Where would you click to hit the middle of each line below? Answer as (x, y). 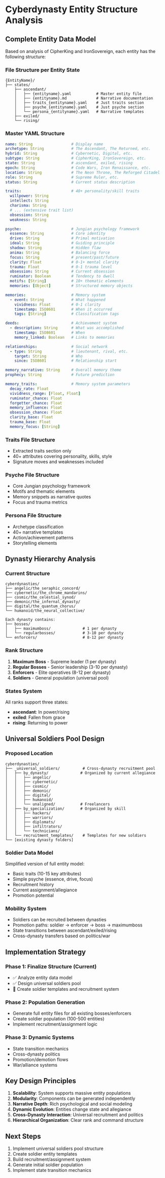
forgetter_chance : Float (36, 403)
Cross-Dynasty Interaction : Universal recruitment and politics (78, 1115)
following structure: (26, 57)
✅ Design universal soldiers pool (47, 983)
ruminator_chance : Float (36, 398)
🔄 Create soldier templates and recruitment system (66, 989)
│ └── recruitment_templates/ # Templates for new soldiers (76, 835)
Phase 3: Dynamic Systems (40, 1038)
